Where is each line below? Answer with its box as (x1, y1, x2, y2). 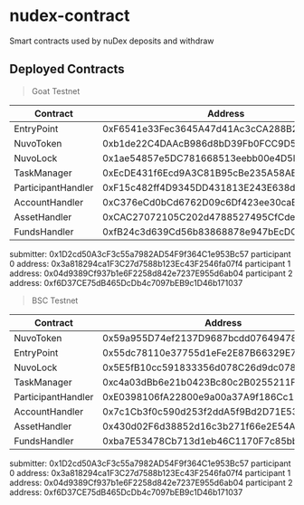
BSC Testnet (31, 295, 79, 306)
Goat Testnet (31, 85, 81, 96)
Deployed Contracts (9, 62, 125, 77)
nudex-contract (9, 5, 130, 26)
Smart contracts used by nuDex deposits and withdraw (9, 35, 214, 46)
